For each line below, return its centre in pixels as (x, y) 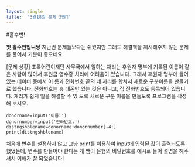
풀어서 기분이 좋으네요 (37, 54)
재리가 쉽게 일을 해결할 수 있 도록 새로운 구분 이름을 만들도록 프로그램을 (95, 96)
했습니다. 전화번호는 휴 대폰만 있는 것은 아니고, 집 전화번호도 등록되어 (91, 88)
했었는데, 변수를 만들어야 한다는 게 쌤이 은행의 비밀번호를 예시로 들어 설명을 (92, 151)
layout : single (25, 11)
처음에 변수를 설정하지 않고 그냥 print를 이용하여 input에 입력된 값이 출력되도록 (96, 144)
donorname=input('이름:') (37, 115)
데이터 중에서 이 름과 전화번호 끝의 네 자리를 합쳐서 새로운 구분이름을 (95, 81)
